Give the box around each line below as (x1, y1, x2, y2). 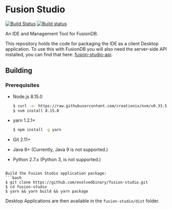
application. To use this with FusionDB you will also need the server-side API (5, 46, 167, 52)
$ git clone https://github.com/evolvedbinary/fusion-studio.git (5, 180, 148, 185)
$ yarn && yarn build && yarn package (5, 189, 88, 194)
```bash (5, 176, 22, 181)
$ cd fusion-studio (5, 184, 47, 189)
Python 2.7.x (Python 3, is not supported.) (12, 157, 101, 163)
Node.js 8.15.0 (12, 93, 43, 100)
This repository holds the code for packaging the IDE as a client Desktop (5, 40, 159, 47)
